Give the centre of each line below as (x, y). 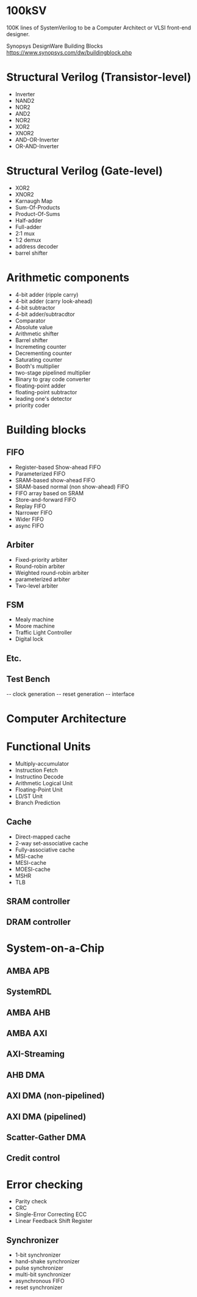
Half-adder (29, 220)
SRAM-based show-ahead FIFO (55, 480)
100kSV (27, 11)
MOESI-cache (33, 869)
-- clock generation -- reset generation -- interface (70, 694)
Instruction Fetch (36, 770)
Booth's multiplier (37, 366)
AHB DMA (26, 1075)
